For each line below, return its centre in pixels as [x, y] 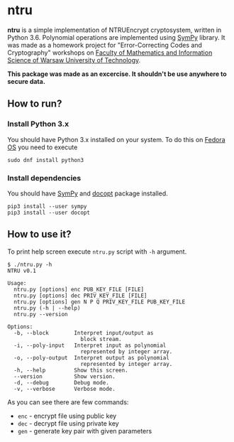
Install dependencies [44, 178]
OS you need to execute [43, 147]
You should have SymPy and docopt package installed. [88, 193]
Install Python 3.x [38, 124]
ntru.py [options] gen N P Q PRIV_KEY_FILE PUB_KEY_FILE [100, 302]
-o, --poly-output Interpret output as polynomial [92, 357]
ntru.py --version [41, 314]
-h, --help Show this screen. [71, 370]
